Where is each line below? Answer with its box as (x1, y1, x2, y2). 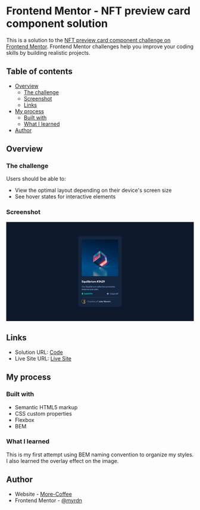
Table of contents (6, 67, 73, 77)
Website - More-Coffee (14, 490, 73, 497)
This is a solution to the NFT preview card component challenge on (6, 36, 171, 43)
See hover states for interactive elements (14, 193, 116, 200)
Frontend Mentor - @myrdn (14, 496, 82, 504)
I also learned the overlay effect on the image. (6, 457, 119, 464)
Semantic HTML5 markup (14, 403, 78, 411)
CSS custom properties (14, 410, 73, 417)
